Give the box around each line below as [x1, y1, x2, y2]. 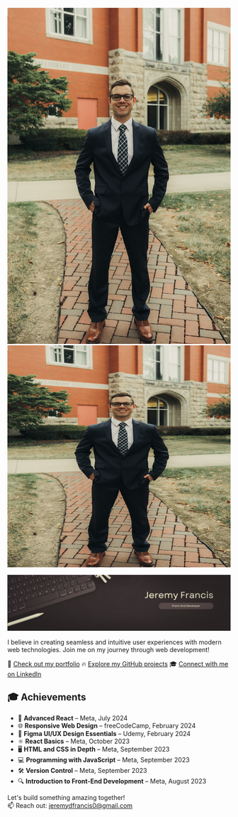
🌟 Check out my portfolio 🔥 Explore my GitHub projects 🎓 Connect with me [7, 659, 229, 668]
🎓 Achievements [7, 691, 86, 703]
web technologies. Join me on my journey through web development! [7, 645, 210, 654]
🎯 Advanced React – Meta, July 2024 [17, 713, 128, 722]
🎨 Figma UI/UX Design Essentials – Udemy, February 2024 [17, 729, 191, 737]
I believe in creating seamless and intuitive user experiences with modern [7, 637, 222, 646]
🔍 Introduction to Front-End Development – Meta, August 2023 [17, 777, 207, 785]
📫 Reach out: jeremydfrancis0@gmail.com [7, 801, 133, 810]
